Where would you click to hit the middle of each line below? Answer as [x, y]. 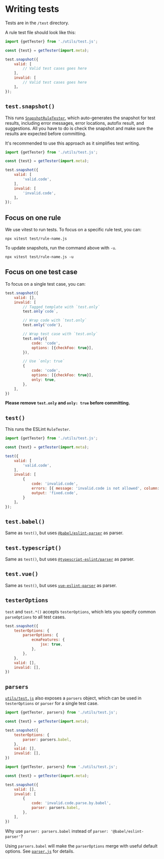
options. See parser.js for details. [40, 851]
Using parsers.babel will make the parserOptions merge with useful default [81, 846]
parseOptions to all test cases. [35, 617]
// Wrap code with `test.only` [55, 320]
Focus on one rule [33, 218]
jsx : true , [51, 645]
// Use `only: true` [44, 361]
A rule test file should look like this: [41, 32]
